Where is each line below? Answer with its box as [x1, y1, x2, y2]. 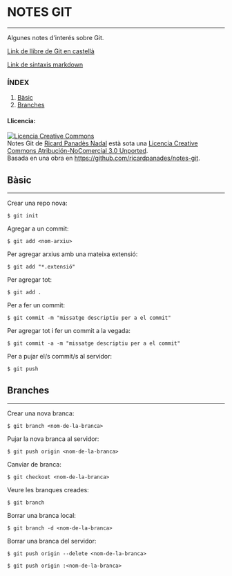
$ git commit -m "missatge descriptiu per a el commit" [7, 314, 171, 322]
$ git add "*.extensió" [7, 264, 76, 271]
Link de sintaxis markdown [7, 60, 84, 69]
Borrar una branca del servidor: [7, 537, 97, 546]
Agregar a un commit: [7, 224, 69, 233]
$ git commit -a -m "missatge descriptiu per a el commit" [7, 340, 181, 347]
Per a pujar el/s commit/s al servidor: [7, 352, 113, 361]
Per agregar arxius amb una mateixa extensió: [7, 250, 138, 258]
